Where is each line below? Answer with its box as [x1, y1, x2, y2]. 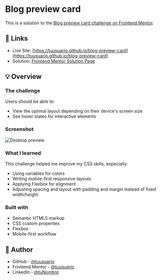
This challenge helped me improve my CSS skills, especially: [5, 161, 128, 167]
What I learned [5, 149, 41, 156]
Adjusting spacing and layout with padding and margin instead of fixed [12, 186, 157, 192]
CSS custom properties [12, 220, 60, 226]
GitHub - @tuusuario [12, 259, 55, 265]
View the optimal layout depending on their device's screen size [12, 108, 143, 114]
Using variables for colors [12, 170, 65, 177]
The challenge [5, 87, 40, 94]
